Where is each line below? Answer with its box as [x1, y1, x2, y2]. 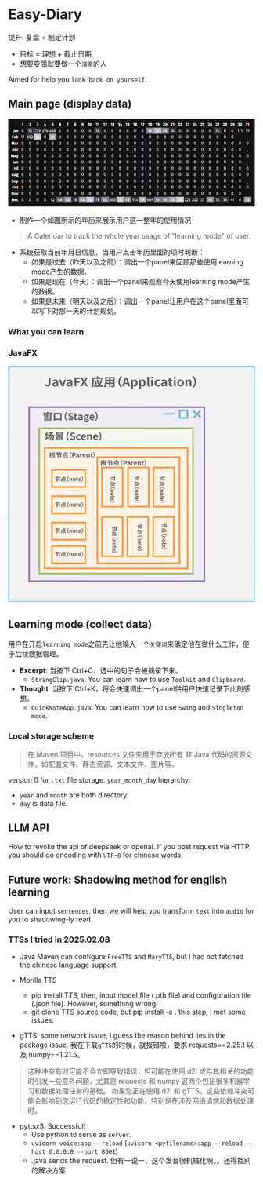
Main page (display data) [8, 97, 132, 111]
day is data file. [19, 798, 68, 808]
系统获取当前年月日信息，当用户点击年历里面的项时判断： [19, 247, 205, 257]
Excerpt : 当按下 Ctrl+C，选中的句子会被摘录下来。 [19, 666, 182, 676]
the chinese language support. [19, 960, 119, 970]
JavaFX [8, 348, 38, 359]
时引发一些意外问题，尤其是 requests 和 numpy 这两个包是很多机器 [27, 1077, 243, 1086]
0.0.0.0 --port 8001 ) [49, 1147, 119, 1156]
